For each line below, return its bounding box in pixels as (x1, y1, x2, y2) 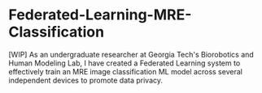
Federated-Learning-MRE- (8, 6, 192, 24)
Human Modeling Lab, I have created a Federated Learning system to (8, 58, 241, 68)
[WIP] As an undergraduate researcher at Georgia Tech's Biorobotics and (8, 49, 254, 59)
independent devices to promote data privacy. (8, 75, 164, 85)
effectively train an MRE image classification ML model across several (8, 66, 242, 76)
